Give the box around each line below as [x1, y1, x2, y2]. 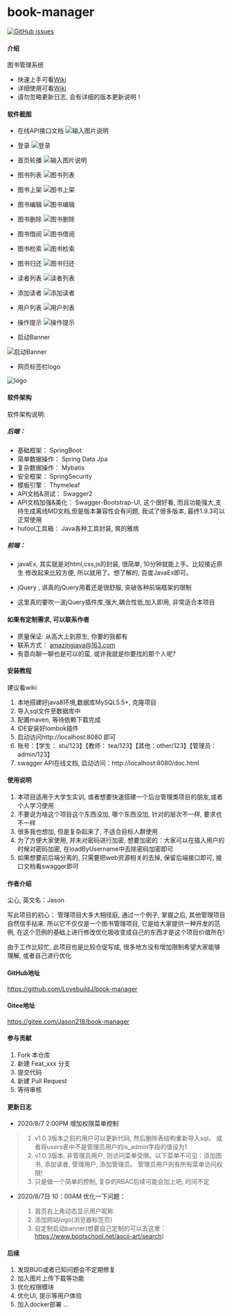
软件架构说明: [7, 410, 46, 418]
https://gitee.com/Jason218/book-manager [7, 1017, 130, 1026]
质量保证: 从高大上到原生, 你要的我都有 [17, 632, 128, 640]
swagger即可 [41, 862, 80, 871]
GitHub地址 [7, 969, 40, 977]
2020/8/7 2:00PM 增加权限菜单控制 [17, 1119, 119, 1128]
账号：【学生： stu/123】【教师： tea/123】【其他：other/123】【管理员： [17, 741, 217, 749]
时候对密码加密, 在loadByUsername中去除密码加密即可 [17, 845, 174, 854]
